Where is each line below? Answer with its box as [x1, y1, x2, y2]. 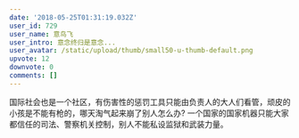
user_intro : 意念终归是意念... [9, 37, 116, 47]
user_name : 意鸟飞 [9, 29, 74, 38]
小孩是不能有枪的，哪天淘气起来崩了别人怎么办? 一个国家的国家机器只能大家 [9, 108, 290, 118]
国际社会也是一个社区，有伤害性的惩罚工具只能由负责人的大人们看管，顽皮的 [9, 96, 291, 107]
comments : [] [9, 71, 58, 80]
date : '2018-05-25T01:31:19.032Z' [9, 12, 138, 22]
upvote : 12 [9, 54, 50, 63]
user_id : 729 [9, 21, 58, 30]
